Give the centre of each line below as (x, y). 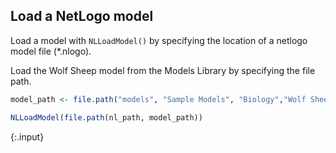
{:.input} (27, 136)
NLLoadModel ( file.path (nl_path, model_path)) (106, 117)
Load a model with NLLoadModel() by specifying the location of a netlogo (159, 40)
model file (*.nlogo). (51, 51)
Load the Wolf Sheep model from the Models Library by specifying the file (163, 70)
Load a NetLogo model (82, 16)
